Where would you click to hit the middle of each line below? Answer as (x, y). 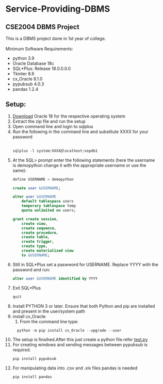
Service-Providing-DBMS (58, 9)
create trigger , (38, 242)
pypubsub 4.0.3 (28, 84)
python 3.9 (23, 58)
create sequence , (39, 228)
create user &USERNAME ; (37, 188)
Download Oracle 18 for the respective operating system (69, 116)
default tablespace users (48, 201)
